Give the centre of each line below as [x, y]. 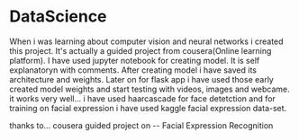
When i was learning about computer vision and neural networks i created [146, 41]
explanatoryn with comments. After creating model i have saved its [133, 70]
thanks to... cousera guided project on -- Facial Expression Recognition [141, 125]
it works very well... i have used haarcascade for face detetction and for [143, 98]
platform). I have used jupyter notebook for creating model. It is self [135, 60]
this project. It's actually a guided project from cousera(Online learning [140, 50]
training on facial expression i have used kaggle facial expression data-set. [148, 108]
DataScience [58, 17]
